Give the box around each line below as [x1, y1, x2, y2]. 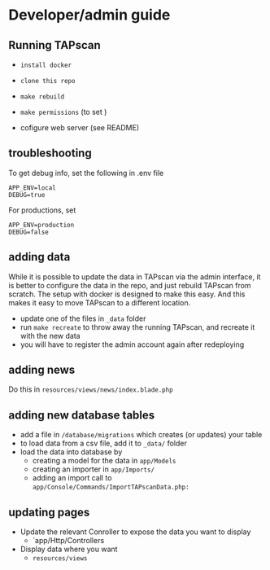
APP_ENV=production [8, 221, 75, 229]
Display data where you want [20, 544, 118, 555]
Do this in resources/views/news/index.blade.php [8, 384, 173, 394]
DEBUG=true [8, 191, 46, 199]
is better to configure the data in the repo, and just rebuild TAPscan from [8, 280, 251, 290]
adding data [8, 250, 71, 264]
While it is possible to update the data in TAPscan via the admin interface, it [8, 271, 261, 282]
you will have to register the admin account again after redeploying [20, 340, 245, 349]
